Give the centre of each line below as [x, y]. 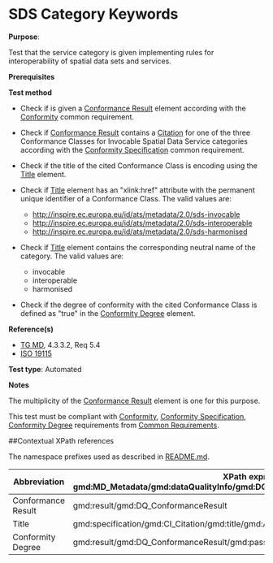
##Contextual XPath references [61, 440]
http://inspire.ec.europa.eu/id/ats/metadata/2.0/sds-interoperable [142, 223]
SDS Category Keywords [93, 14]
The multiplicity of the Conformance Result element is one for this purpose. [134, 401]
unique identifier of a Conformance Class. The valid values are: [126, 198]
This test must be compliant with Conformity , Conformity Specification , [127, 416]
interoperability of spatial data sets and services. [90, 61]
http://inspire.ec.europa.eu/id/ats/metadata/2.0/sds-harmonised [140, 232]
